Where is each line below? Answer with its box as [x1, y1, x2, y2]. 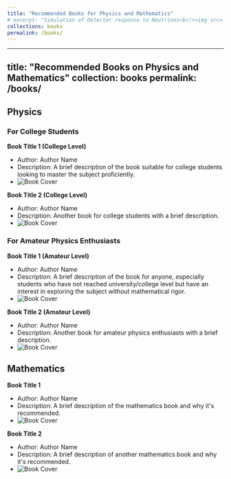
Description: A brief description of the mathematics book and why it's [16, 402, 214, 410]
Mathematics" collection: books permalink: [7, 72, 197, 83]
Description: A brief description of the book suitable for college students [16, 163, 223, 171]
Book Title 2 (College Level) [7, 191, 88, 200]
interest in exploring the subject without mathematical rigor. [16, 287, 186, 295]
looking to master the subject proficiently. [16, 170, 135, 179]
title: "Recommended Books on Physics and [7, 61, 199, 73]
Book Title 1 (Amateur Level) [7, 252, 89, 260]
